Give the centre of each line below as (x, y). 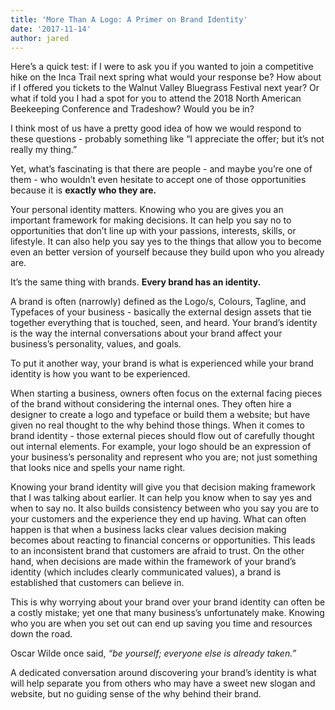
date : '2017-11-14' (51, 29)
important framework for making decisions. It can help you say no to (151, 220)
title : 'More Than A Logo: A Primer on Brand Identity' (129, 19)
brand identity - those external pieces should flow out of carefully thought (162, 436)
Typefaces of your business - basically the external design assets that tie (161, 312)
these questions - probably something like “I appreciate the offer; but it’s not (167, 139)
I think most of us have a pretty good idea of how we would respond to (156, 128)
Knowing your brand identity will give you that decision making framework (163, 487)
